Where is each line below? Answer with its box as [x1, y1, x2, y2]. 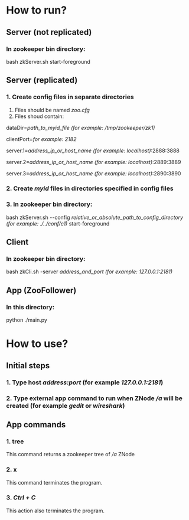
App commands [6, 420, 66, 430]
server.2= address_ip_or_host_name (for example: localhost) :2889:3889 [6, 158, 181, 165]
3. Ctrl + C [6, 493, 36, 502]
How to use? [6, 337, 69, 351]
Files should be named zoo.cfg [14, 106, 90, 113]
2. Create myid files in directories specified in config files [6, 184, 174, 192]
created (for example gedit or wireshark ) [6, 401, 125, 410]
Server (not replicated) [6, 27, 92, 37]
